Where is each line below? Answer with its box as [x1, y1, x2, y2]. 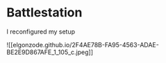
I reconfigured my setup [6, 27, 76, 36]
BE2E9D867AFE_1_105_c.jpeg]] [6, 48, 94, 56]
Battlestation [6, 5, 83, 21]
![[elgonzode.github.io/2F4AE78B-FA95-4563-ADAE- [6, 40, 159, 49]
